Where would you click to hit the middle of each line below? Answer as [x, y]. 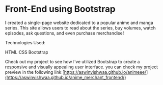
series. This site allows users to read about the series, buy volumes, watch [81, 28]
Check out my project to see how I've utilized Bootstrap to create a [72, 61]
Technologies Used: [25, 42]
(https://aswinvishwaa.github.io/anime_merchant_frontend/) [66, 77]
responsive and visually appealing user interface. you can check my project [81, 67]
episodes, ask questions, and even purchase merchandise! [65, 33]
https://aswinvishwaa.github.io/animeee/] [106, 72]
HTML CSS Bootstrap [27, 52]
